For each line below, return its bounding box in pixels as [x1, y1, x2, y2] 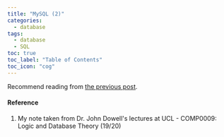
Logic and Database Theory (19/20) [17, 121, 122, 130]
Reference [7, 98, 39, 107]
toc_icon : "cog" [7, 63, 55, 70]
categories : [7, 17, 42, 24]
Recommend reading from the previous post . [7, 82, 138, 90]
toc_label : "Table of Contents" [7, 56, 102, 64]
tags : [7, 30, 23, 37]
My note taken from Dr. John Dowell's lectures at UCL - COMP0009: [17, 114, 217, 122]
